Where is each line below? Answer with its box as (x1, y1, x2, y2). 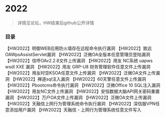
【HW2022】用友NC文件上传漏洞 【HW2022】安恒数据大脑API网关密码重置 (5, 88, 160, 94)
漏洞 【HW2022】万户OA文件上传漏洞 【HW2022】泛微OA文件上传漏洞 (5, 94, 152, 101)
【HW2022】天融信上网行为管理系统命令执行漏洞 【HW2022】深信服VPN (5, 101, 156, 107)
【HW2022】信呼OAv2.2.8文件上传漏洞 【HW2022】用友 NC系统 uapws (5, 58, 153, 64)
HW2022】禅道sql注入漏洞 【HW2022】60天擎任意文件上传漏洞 (14, 76, 147, 82)
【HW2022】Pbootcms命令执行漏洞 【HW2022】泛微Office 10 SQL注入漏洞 (5, 82, 161, 88)
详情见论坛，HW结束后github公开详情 (17, 20, 94, 26)
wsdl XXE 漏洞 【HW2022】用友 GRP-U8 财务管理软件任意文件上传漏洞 (5, 64, 151, 70)
